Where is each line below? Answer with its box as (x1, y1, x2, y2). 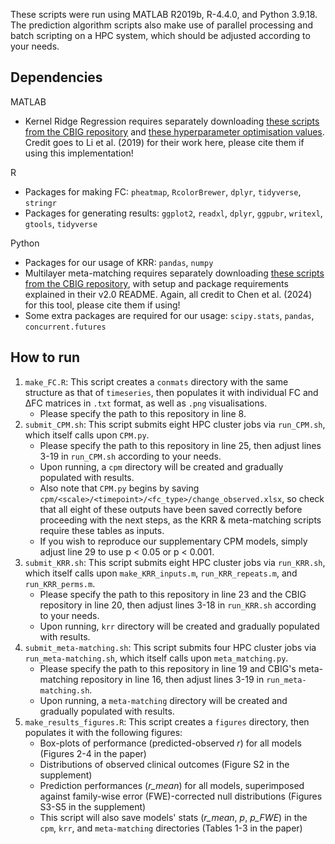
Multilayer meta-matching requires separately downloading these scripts (24, 267, 325, 279)
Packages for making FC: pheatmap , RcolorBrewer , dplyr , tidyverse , (24, 185, 302, 198)
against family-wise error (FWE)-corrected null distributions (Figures (39, 790, 323, 802)
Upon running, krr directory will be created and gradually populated (39, 620, 320, 632)
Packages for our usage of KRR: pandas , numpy (24, 256, 214, 268)
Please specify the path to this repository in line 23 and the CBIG (39, 588, 307, 600)
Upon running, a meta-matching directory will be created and (39, 694, 288, 706)
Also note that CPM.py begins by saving (39, 482, 200, 494)
